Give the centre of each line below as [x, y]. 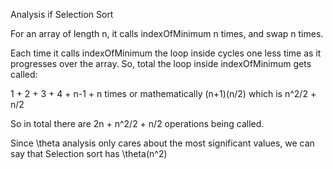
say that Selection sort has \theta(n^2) [89, 153]
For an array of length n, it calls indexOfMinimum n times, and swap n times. [167, 33]
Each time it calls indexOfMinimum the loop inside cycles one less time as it [166, 53]
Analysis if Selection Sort [62, 14]
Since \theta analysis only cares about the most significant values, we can [162, 143]
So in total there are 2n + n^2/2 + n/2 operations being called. [137, 123]
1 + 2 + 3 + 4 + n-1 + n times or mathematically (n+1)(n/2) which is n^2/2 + [163, 93]
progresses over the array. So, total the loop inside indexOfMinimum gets [161, 63]
